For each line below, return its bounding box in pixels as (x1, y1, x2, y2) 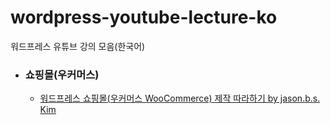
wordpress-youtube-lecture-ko (10, 6, 278, 29)
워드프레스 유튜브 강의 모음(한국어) (10, 40, 146, 52)
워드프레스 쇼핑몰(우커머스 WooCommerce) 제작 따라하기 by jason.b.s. (39, 92, 321, 105)
